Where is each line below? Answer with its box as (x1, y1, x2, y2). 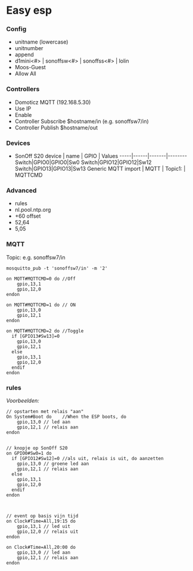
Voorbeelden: (6, 397, 40, 404)
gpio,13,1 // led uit (17, 523, 70, 529)
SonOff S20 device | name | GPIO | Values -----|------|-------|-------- (14, 153, 188, 160)
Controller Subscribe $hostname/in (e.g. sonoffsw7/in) (14, 118, 149, 125)
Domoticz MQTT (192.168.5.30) (14, 98, 91, 106)
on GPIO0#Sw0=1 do (6, 450, 52, 456)
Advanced (6, 186, 37, 195)
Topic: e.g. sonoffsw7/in (6, 254, 66, 261)
